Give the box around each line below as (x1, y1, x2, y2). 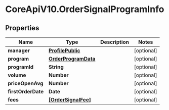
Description (100, 39, 130, 45)
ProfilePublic (49, 47, 80, 54)
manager (8, 47, 30, 54)
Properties (5, 24, 39, 32)
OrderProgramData (49, 56, 96, 62)
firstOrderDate (8, 88, 44, 95)
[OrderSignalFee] (49, 96, 91, 103)
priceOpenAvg (8, 80, 44, 87)
